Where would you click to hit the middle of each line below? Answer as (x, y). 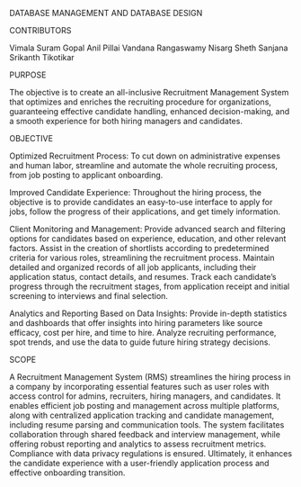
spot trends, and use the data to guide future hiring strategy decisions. (140, 342)
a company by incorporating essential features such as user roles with (139, 387)
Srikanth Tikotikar (42, 57)
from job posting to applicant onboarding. (86, 175)
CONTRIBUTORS (40, 30)
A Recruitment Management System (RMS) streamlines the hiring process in (150, 377)
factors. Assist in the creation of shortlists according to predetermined (139, 248)
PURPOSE (28, 75)
